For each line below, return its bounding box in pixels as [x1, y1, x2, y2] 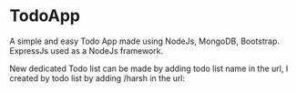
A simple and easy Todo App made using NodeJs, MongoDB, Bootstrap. [9, 36, 280, 46]
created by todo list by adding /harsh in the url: [9, 72, 185, 83]
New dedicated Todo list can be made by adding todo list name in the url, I [9, 63, 289, 74]
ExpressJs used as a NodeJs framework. [9, 45, 164, 56]
